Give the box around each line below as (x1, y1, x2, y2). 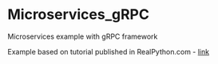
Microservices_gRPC (7, 6, 149, 24)
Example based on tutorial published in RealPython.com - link (7, 47, 209, 56)
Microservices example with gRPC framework (7, 32, 158, 41)
